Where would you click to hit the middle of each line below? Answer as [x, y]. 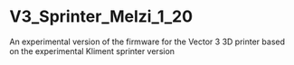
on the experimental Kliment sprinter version [92, 51]
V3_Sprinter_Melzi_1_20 [101, 17]
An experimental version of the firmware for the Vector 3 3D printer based [147, 42]
